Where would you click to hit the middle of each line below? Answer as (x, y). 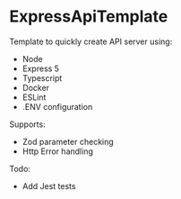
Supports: (28, 124)
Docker (36, 87)
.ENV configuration (57, 106)
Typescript (42, 77)
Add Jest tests (49, 185)
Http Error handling (58, 151)
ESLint (34, 97)
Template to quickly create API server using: (91, 41)
